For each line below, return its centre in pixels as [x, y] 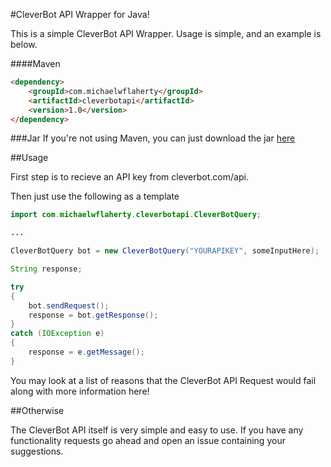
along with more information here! [80, 391]
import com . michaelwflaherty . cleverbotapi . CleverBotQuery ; [136, 215]
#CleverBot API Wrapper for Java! [80, 14]
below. [24, 44]
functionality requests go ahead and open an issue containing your [148, 440]
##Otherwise [37, 410]
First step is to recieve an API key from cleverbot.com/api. [129, 177]
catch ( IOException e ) [57, 334]
